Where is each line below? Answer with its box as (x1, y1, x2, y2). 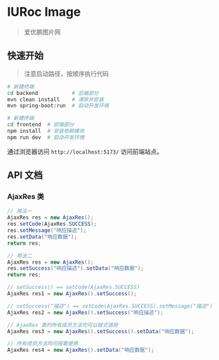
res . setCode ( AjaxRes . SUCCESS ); (7, 221, 97, 228)
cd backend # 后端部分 (7, 89, 99, 96)
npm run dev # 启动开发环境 (7, 134, 85, 141)
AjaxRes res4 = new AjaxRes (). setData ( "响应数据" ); (7, 347, 155, 354)
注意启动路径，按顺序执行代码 (23, 70, 109, 78)
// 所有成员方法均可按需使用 (7, 340, 79, 348)
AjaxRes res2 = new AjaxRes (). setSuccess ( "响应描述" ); (7, 309, 164, 316)
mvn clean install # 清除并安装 (7, 96, 105, 103)
